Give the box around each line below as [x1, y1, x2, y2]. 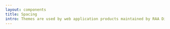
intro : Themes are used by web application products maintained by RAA [5, 16, 159, 21]
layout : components [5, 7, 47, 12]
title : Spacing [5, 12, 37, 17]
